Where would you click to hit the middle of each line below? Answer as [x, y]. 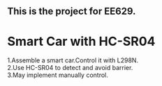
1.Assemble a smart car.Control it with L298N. [73, 60]
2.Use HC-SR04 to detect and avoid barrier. [70, 68]
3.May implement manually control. [58, 75]
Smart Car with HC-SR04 [81, 41]
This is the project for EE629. [72, 11]
